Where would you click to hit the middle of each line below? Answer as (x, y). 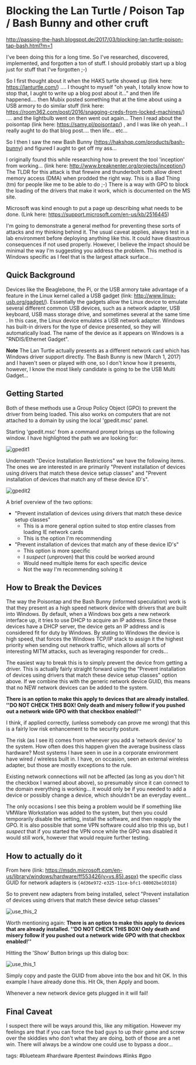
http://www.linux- (155, 295)
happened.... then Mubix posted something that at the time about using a (94, 99)
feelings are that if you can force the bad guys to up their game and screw (96, 1032)
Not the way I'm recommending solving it (73, 569)
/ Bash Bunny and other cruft (78, 23)
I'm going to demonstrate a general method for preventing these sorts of (93, 225)
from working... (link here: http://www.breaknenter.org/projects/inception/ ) (96, 166)
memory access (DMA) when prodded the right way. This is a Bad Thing (93, 178)
